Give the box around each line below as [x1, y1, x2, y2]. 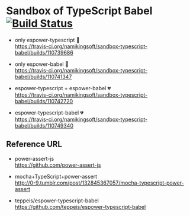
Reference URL [6, 139, 62, 150]
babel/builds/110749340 [14, 122, 74, 129]
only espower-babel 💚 [14, 61, 69, 68]
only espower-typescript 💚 [14, 36, 80, 43]
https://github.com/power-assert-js [14, 161, 101, 169]
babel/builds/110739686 [14, 49, 74, 56]
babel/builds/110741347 [14, 73, 72, 80]
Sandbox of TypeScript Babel [6, 4, 153, 18]
